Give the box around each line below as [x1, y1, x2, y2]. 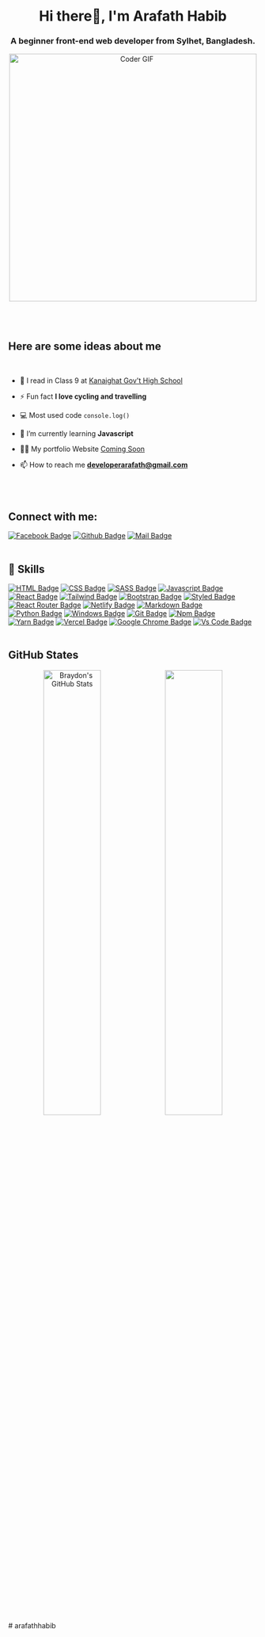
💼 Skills [8, 562, 45, 576]
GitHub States [8, 648, 79, 662]
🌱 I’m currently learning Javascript [19, 429, 134, 438]
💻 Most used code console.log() [19, 411, 131, 420]
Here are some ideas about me [8, 339, 162, 353]
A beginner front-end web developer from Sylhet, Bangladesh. [10, 36, 256, 47]
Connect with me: [8, 510, 98, 523]
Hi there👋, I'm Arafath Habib [39, 7, 227, 25]
